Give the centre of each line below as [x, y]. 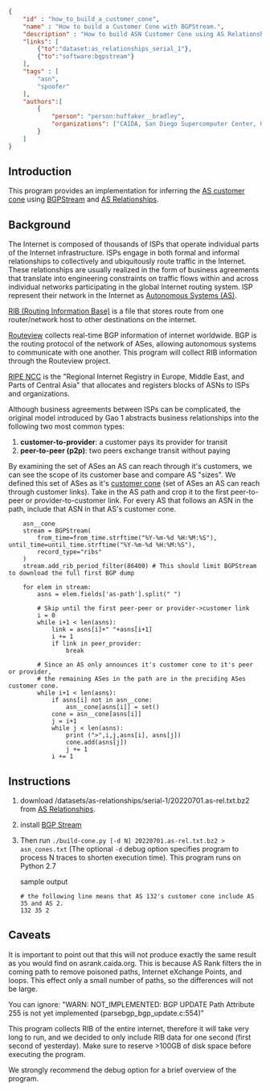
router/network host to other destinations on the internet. [102, 320]
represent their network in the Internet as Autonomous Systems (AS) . [123, 296]
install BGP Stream [51, 825]
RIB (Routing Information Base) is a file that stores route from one [116, 311]
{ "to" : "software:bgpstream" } [86, 56]
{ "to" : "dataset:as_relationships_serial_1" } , [115, 49]
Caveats [29, 935]
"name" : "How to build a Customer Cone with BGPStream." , [124, 27]
